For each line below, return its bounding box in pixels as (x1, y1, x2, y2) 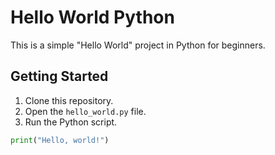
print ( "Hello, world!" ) (10, 135, 110, 145)
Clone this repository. (24, 94, 114, 106)
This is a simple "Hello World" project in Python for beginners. (10, 39, 266, 51)
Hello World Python (10, 6, 175, 29)
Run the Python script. (24, 116, 118, 128)
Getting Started (10, 68, 109, 85)
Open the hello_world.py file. (24, 105, 147, 117)
